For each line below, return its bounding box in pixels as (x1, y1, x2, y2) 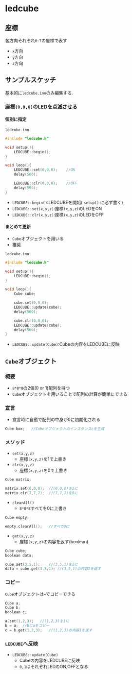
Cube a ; (5, 601, 21, 605)
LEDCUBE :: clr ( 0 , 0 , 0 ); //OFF (14, 181, 77, 186)
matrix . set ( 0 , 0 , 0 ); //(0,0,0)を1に (5, 486, 78, 491)
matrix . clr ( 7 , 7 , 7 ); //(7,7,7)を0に (5, 491, 78, 496)
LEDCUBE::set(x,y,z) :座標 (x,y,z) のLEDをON (12, 205, 102, 211)
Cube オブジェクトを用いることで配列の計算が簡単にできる (12, 391, 128, 397)
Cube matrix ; (5, 477, 32, 482)
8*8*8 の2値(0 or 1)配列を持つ (12, 385, 70, 391)
